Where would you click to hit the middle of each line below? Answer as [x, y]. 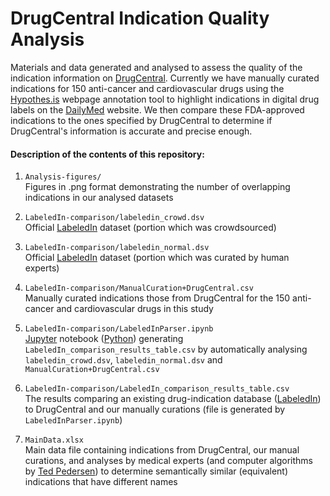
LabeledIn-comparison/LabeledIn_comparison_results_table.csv [157, 389]
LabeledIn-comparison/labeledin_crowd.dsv [114, 218]
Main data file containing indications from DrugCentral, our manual [162, 450]
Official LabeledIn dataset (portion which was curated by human [157, 258]
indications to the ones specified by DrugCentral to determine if [141, 120]
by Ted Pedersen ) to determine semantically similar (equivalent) [156, 471]
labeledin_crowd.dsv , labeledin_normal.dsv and [123, 360]
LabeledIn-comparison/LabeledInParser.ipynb [119, 329]
